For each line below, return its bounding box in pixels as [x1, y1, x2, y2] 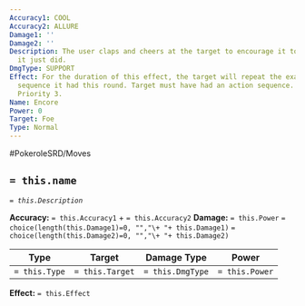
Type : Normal [9, 123, 59, 133]
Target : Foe [9, 114, 54, 123]
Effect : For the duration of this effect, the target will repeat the [9, 73, 282, 82]
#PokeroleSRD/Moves [9, 148, 92, 159]
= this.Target [74, 266, 135, 277]
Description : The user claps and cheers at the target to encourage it [9, 47, 286, 56]
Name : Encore [9, 97, 59, 107]
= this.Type [14, 266, 66, 277]
